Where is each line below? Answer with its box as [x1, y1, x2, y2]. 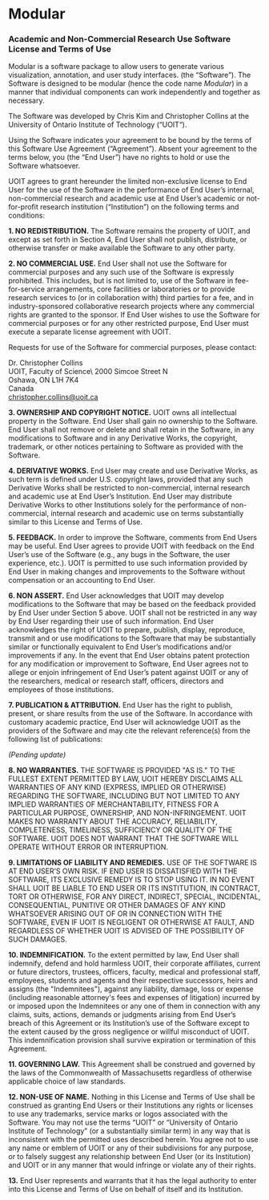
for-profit [8, 202, 38, 212]
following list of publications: [8, 734, 103, 744]
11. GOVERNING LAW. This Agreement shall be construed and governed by [8, 1060, 256, 1069]
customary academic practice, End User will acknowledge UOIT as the [8, 718, 242, 727]
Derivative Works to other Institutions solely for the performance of [8, 500, 230, 510]
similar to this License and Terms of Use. [8, 517, 143, 527]
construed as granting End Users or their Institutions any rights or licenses [8, 1100, 254, 1110]
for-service [8, 284, 46, 294]
